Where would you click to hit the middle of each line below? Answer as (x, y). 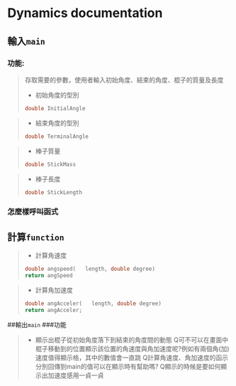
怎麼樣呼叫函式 (33, 212)
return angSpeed (49, 275)
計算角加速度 (54, 290)
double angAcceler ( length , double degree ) (93, 304)
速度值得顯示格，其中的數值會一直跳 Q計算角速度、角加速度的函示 (132, 358)
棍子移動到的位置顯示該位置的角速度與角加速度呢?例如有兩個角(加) (132, 348)
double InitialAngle (55, 108)
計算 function (36, 237)
